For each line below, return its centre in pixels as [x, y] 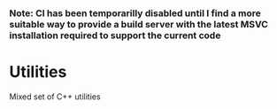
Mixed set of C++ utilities [55, 97]
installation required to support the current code [115, 35]
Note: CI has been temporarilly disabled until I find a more [135, 13]
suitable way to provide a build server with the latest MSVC [138, 24]
